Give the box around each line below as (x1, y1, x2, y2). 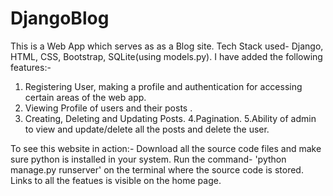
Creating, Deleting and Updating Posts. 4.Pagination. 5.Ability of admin (24, 112, 317, 124)
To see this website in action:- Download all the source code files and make (10, 142, 322, 154)
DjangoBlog (10, 7, 110, 30)
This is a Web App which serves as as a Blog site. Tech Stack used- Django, (10, 40, 324, 52)
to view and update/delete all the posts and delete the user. (24, 123, 270, 135)
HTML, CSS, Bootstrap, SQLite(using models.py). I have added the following (10, 50, 323, 62)
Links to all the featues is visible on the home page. (10, 174, 222, 186)
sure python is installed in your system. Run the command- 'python (10, 153, 287, 165)
